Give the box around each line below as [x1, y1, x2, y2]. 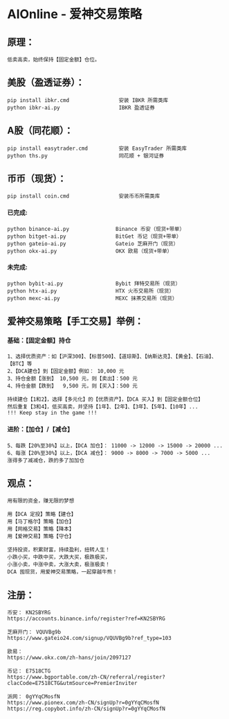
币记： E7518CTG [7, 668, 51, 675]
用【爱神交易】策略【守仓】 [7, 533, 75, 540]
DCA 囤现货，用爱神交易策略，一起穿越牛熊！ [7, 569, 118, 575]
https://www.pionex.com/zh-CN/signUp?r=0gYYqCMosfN [7, 700, 159, 707]
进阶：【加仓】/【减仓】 [7, 425, 74, 433]
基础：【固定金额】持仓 [7, 336, 71, 344]
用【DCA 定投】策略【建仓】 [7, 511, 77, 518]
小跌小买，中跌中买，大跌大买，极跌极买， [7, 554, 111, 561]
